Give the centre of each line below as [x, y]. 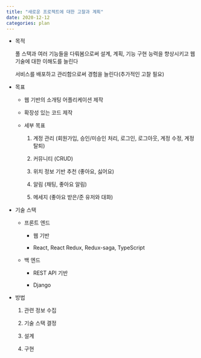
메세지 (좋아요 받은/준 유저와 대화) [73, 197]
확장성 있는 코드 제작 [48, 113]
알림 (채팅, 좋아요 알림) [60, 184]
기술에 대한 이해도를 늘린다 [46, 62]
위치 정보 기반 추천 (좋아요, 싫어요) [74, 171]
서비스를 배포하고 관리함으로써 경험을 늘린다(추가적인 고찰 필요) [90, 74]
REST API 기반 [50, 273]
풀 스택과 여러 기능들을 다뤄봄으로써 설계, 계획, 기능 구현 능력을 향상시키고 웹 [105, 54]
